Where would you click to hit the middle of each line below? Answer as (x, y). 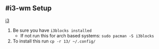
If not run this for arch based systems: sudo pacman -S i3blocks (87, 35)
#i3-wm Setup (29, 8)
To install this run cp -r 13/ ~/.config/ (54, 41)
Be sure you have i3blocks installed (52, 30)
